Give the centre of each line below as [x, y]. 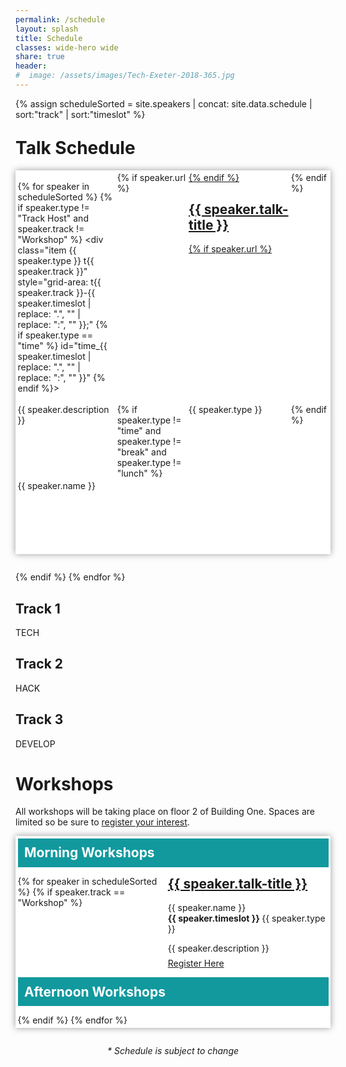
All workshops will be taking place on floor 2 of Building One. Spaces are [165, 812]
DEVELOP [35, 743]
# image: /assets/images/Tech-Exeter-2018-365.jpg [125, 76]
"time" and [139, 430]
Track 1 [38, 608]
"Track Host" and [53, 218]
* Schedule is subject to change [173, 1050]
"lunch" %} [139, 473]
